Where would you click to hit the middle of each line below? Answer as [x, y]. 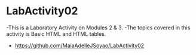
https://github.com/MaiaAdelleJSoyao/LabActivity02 [79, 45]
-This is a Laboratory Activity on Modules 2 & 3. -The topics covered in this [98, 27]
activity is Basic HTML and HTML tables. [56, 33]
